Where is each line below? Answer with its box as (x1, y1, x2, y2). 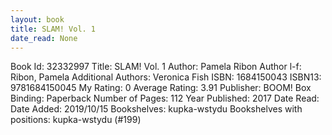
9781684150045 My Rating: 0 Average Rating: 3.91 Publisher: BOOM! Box (10, 82, 312, 94)
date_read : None (10, 33, 78, 43)
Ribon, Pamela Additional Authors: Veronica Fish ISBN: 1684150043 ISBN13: (10, 71, 322, 83)
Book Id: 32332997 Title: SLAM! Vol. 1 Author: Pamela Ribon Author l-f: (10, 61, 302, 73)
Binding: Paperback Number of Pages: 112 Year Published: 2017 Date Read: (10, 92, 320, 105)
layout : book (10, 14, 65, 25)
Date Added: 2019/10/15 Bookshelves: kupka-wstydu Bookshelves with (10, 103, 303, 115)
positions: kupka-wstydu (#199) (10, 114, 142, 126)
